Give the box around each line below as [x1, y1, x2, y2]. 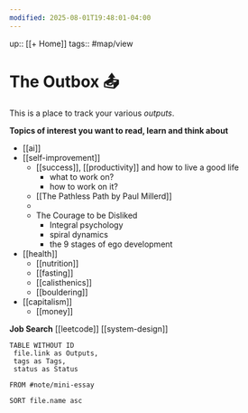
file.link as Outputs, [13, 349, 99, 358]
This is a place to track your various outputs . [9, 108, 175, 118]
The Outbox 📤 [9, 71, 120, 91]
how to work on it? [49, 181, 119, 192]
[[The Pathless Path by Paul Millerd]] [35, 191, 173, 202]
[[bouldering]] [35, 286, 88, 297]
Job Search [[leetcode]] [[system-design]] [9, 323, 169, 334]
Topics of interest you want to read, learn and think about [9, 125, 228, 136]
